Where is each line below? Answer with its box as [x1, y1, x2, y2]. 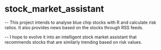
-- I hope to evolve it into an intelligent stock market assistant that [4, 34, 137, 40]
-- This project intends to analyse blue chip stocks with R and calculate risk [4, 19, 157, 25]
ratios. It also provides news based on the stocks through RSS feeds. [4, 24, 144, 30]
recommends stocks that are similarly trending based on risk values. [4, 39, 142, 45]
